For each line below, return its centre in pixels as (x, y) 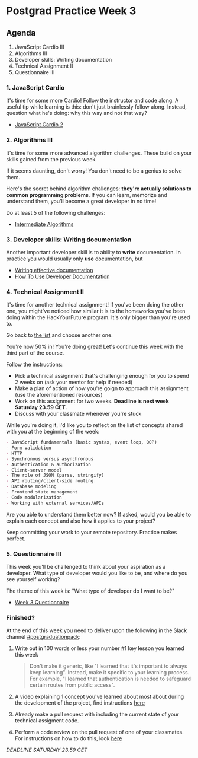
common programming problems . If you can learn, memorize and (87, 195)
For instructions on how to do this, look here (68, 738)
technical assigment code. (47, 721)
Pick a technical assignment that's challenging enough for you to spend (102, 376)
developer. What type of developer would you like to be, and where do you (97, 573)
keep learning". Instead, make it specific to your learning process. (109, 673)
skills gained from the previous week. (52, 159)
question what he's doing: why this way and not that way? (77, 113)
